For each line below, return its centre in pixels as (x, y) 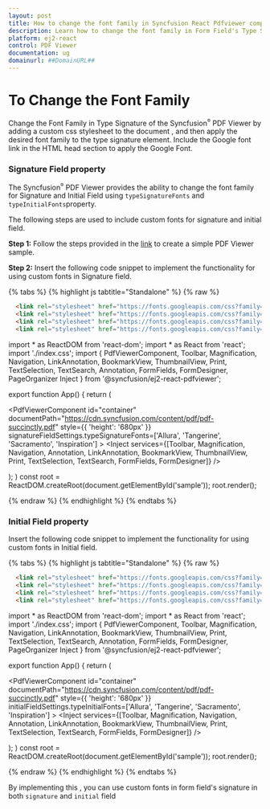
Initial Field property (49, 521)
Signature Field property (57, 170)
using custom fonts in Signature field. (70, 276)
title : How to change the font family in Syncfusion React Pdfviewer (127, 23)
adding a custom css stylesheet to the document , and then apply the (123, 131)
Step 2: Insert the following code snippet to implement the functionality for (132, 268)
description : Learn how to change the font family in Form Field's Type (133, 31)
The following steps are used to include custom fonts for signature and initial (135, 220)
